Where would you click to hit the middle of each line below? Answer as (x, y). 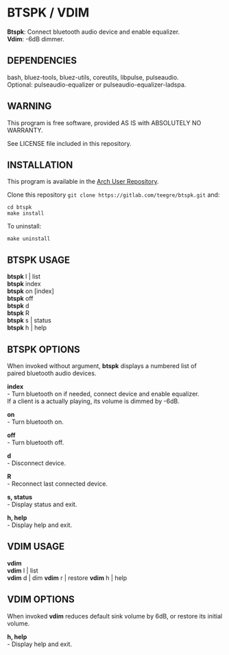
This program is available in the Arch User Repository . (83, 182)
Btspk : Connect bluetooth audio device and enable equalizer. (94, 32)
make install (26, 214)
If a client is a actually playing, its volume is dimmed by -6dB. (93, 401)
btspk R (18, 313)
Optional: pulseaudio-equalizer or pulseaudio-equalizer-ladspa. (97, 85)
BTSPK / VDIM (48, 13)
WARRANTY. (25, 130)
